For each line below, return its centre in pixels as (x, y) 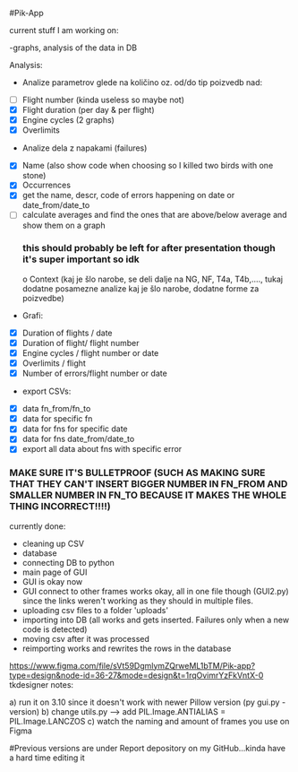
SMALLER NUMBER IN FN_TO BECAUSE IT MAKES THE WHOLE (148, 495)
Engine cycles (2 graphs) (68, 120)
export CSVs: (47, 391)
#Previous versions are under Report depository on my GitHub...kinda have (148, 748)
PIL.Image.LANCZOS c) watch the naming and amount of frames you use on (149, 721)
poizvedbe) (43, 298)
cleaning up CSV (53, 543)
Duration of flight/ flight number (81, 343)
